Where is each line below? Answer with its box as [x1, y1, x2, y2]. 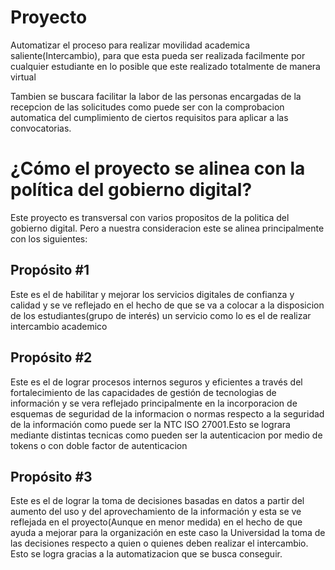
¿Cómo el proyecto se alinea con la [10, 157, 306, 180]
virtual [10, 71, 37, 83]
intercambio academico [10, 320, 108, 332]
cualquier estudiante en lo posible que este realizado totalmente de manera [10, 60, 321, 72]
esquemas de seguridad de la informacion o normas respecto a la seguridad [10, 407, 325, 420]
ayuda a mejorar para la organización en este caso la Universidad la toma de [10, 527, 326, 539]
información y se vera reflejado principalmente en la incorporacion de [10, 397, 298, 409]
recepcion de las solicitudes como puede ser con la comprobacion [10, 101, 285, 113]
